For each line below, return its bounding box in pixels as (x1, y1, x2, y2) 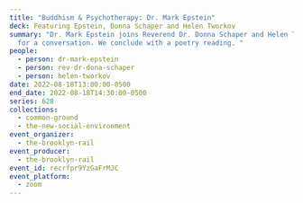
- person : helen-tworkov (17, 72, 111, 81)
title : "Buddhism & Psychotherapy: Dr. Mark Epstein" (9, 13, 216, 22)
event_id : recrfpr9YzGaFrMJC (9, 163, 119, 172)
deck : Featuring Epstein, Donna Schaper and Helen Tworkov (9, 22, 236, 31)
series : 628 (9, 96, 54, 106)
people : (9, 47, 39, 56)
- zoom (17, 181, 42, 190)
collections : (9, 105, 59, 114)
